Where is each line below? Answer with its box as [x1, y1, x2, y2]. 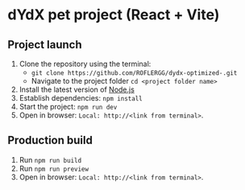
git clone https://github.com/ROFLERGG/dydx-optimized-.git [31, 69, 238, 77]
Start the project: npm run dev [19, 102, 118, 111]
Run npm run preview [19, 163, 89, 173]
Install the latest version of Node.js [19, 85, 135, 94]
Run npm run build [19, 155, 82, 164]
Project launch [7, 38, 82, 52]
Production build [7, 134, 93, 147]
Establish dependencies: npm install [19, 93, 143, 102]
